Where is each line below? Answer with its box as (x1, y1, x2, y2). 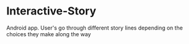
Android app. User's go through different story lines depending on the (6, 24, 183, 31)
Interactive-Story (6, 4, 96, 18)
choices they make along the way (6, 30, 91, 37)
